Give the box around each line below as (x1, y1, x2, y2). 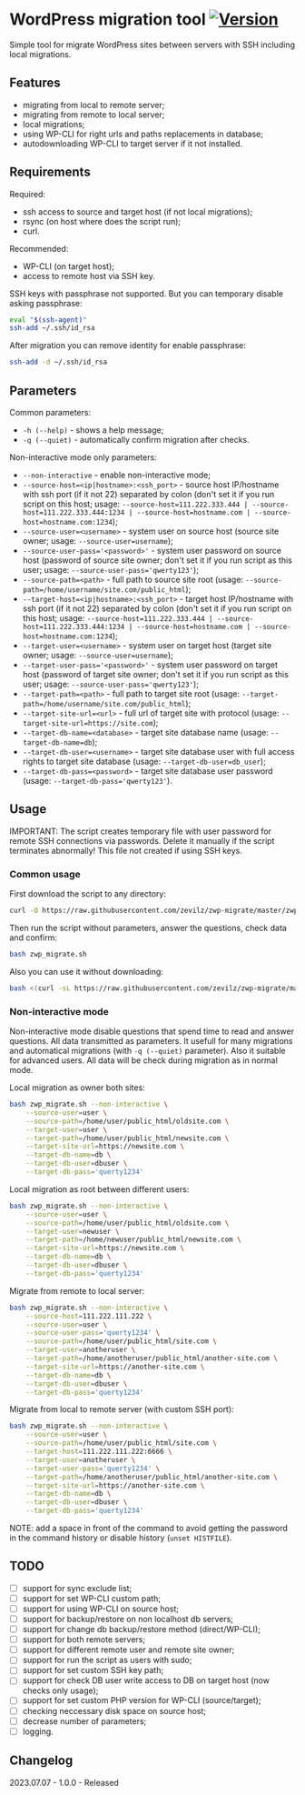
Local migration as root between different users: (9, 1183, 190, 1195)
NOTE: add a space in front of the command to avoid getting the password (9, 1523, 289, 1534)
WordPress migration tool (9, 9, 206, 30)
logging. (22, 1726, 54, 1737)
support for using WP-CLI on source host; (22, 1603, 180, 1614)
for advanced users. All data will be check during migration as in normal (9, 1055, 279, 1066)
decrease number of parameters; (22, 1715, 147, 1727)
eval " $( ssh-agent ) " (9, 315, 88, 325)
